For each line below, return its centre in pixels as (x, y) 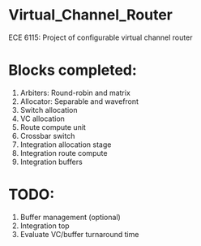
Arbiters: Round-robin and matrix (75, 93)
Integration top (45, 226)
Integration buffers (51, 162)
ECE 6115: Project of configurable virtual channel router (100, 37)
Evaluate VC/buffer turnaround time (79, 234)
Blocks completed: (73, 70)
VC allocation (42, 119)
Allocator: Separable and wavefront (79, 101)
